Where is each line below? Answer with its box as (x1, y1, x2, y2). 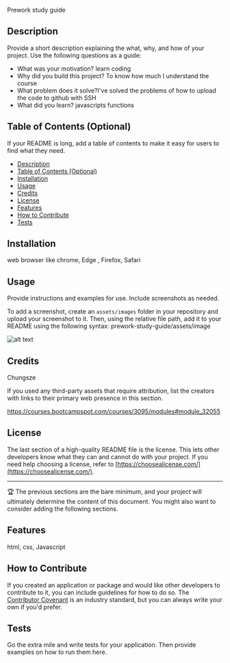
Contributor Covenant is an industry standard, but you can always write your (7, 595, 222, 603)
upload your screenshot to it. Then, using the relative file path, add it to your (7, 315, 222, 323)
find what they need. (7, 146, 66, 154)
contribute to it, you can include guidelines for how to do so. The (7, 588, 190, 596)
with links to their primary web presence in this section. (7, 394, 163, 402)
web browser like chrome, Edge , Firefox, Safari (7, 256, 141, 264)
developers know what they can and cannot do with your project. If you (7, 452, 209, 461)
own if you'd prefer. (7, 603, 63, 611)
